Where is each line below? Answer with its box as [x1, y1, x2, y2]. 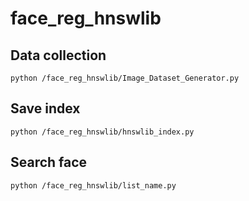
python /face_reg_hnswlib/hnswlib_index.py [10, 127, 195, 137]
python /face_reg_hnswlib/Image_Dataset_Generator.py [10, 73, 240, 83]
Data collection [10, 47, 107, 64]
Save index [10, 100, 81, 117]
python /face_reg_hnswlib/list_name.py [10, 180, 177, 191]
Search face [10, 154, 88, 171]
